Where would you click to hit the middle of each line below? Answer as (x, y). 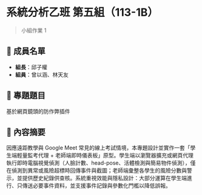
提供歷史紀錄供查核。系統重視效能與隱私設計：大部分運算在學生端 (104, 178)
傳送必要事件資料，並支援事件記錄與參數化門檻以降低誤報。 (96, 186)
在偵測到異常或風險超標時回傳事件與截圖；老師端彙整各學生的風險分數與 (96, 171)
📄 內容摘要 (26, 132)
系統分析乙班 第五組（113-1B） (82, 12)
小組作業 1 (34, 30)
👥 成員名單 (26, 51)
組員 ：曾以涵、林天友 (42, 74)
